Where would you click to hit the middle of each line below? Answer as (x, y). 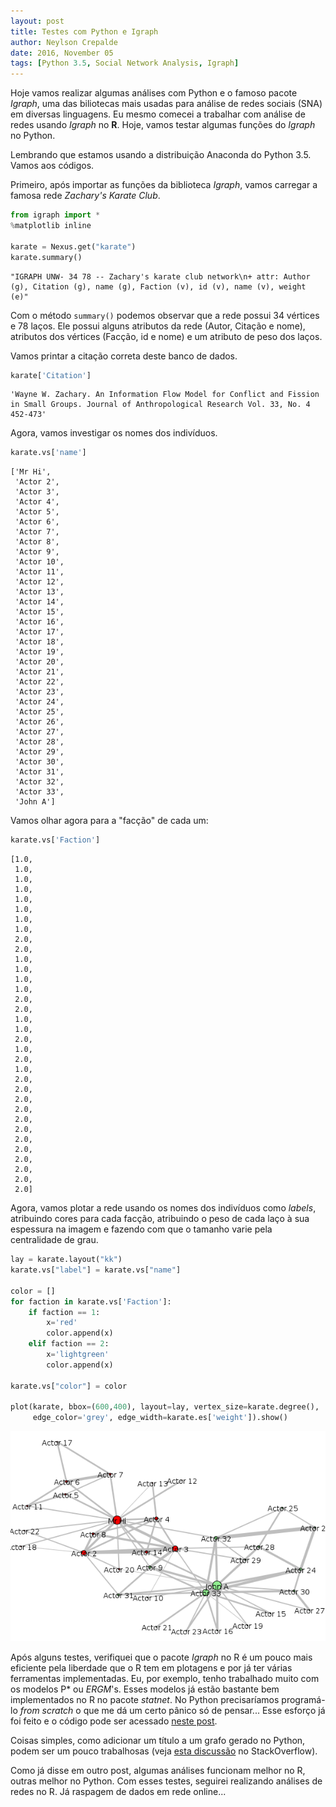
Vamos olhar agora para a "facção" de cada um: (109, 821)
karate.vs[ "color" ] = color (69, 1386)
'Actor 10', (39, 562)
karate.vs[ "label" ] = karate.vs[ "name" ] (96, 1270)
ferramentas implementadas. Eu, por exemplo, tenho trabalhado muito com (165, 1679)
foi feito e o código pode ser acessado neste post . (114, 1721)
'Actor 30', (39, 762)
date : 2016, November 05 (62, 53)
